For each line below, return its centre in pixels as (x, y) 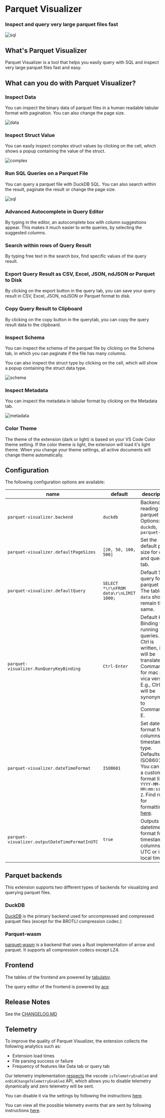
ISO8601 (112, 768)
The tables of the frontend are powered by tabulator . (58, 977)
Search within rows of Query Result (48, 245)
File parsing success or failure (43, 1061)
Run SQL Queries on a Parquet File (47, 173)
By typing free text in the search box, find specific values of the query (76, 256)
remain (149, 603)
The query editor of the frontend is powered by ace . (58, 986)
